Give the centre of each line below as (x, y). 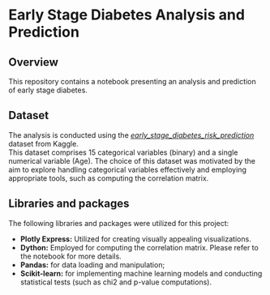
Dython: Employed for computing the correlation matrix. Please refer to (139, 247)
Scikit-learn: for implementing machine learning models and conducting (141, 273)
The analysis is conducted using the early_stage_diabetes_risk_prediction (131, 135)
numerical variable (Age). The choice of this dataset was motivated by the (132, 160)
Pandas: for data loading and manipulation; (92, 264)
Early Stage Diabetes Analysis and (127, 15)
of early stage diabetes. (48, 90)
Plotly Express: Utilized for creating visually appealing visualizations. (135, 239)
